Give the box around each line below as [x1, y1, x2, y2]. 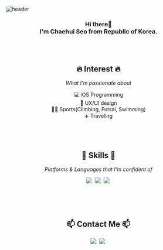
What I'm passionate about [65, 80, 132, 87]
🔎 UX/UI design [80, 100, 117, 107]
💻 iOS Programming [73, 91, 124, 98]
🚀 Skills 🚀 [81, 150, 116, 160]
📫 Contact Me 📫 [66, 220, 131, 230]
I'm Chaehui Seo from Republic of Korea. [39, 27, 158, 35]
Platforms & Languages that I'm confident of [45, 166, 152, 173]
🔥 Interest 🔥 [76, 64, 121, 74]
